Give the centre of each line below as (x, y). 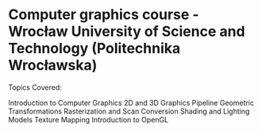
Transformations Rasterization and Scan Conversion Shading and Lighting (129, 111)
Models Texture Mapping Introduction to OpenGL (89, 119)
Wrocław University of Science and (127, 31)
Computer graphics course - (104, 15)
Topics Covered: (35, 87)
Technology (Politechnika (94, 49)
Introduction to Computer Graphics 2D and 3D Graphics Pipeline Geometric (131, 103)
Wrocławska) (53, 66)
